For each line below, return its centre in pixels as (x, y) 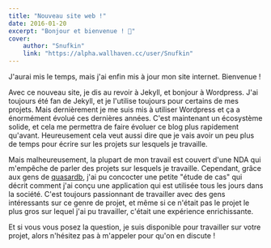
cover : (19, 38)
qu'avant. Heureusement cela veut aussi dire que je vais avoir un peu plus (131, 135)
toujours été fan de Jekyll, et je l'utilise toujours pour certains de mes (123, 101)
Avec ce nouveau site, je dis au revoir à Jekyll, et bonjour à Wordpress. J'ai (133, 92)
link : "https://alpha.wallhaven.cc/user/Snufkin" (108, 53)
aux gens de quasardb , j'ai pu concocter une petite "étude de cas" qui (125, 177)
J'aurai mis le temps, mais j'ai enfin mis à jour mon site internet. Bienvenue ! (135, 77)
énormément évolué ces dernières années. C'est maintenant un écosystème (135, 118)
